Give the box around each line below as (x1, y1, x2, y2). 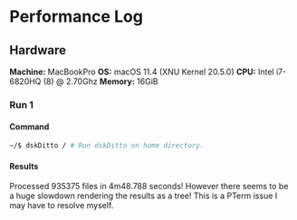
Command (9, 120, 50, 132)
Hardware (9, 43, 66, 58)
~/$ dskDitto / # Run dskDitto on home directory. (9, 141, 205, 150)
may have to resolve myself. (9, 200, 114, 211)
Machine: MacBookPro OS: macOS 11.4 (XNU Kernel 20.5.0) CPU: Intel (9, 66, 274, 77)
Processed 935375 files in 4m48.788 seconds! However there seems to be (9, 181, 289, 192)
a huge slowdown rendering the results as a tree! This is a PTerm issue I (9, 190, 278, 201)
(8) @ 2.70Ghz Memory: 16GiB (43, 76, 158, 87)
